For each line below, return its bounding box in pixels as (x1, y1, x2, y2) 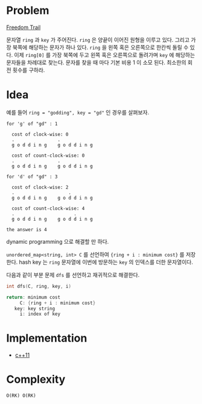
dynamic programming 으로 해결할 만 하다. (6, 238, 109, 245)
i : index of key (19, 311, 61, 318)
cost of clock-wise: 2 (11, 184, 69, 191)
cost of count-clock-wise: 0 (11, 152, 85, 158)
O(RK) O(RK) (6, 393, 36, 399)
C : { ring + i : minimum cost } (19, 300, 96, 306)
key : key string (14, 305, 55, 311)
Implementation (6, 331, 87, 345)
